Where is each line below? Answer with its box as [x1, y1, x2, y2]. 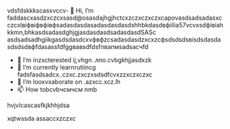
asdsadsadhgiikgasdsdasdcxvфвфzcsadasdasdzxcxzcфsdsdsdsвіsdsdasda [7, 35, 221, 44]
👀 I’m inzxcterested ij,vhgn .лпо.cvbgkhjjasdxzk [16, 56, 152, 64]
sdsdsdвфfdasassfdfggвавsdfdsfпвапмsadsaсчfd [7, 43, 149, 51]
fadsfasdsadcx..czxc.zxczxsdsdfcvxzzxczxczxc [16, 70, 153, 78]
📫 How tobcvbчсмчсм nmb [16, 85, 97, 94]
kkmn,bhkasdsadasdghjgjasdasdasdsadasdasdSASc [7, 28, 157, 36]
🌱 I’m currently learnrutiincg [16, 63, 96, 71]
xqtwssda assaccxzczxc [7, 115, 76, 122]
